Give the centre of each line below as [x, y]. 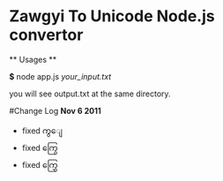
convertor [46, 35]
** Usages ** [33, 59]
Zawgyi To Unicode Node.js [112, 16]
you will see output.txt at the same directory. [90, 94]
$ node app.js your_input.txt [60, 76]
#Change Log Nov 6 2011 [55, 110]
